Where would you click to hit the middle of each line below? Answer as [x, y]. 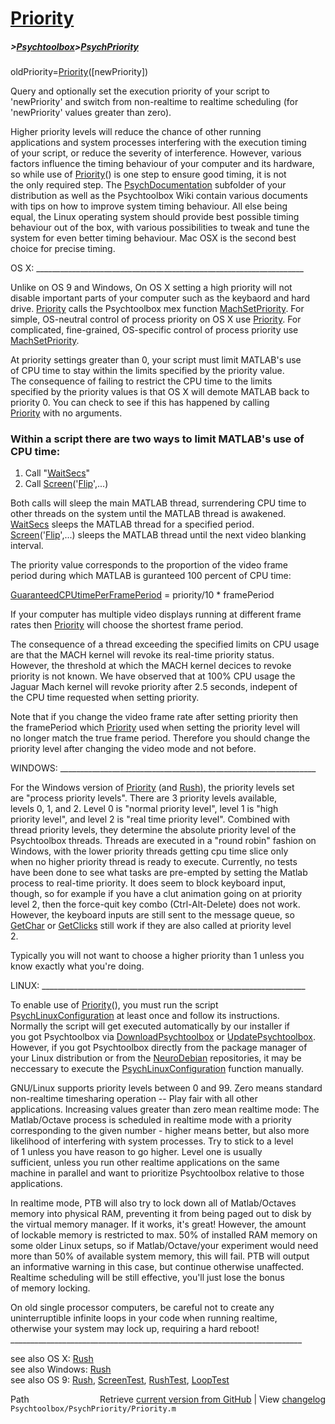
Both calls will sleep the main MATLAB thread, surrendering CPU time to [158, 503]
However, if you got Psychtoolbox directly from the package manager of [159, 1048]
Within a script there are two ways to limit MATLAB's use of [157, 439]
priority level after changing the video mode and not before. [133, 749]
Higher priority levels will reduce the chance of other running [136, 132]
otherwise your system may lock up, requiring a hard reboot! [135, 1329]
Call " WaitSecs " [57, 473]
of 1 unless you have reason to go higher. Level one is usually [136, 1152]
